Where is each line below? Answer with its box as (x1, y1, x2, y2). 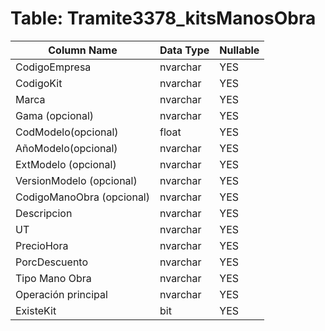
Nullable (219, 43, 260, 57)
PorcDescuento (15, 255, 88, 269)
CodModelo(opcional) (15, 125, 119, 139)
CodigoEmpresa (15, 60, 92, 74)
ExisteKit (15, 303, 57, 317)
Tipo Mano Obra (15, 271, 92, 285)
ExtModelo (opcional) (15, 157, 117, 171)
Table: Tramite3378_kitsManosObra (10, 7, 317, 30)
